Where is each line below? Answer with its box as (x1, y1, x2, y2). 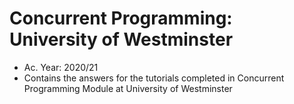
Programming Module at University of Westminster (23, 82, 233, 94)
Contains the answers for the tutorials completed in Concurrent (23, 72, 285, 84)
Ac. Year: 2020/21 (23, 61, 99, 73)
